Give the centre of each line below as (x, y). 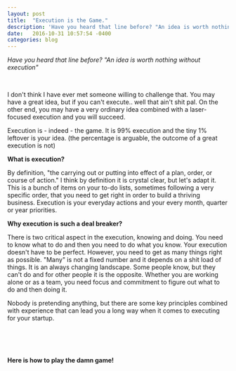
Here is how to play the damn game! (61, 360)
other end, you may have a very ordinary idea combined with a (98, 110)
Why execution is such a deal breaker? (65, 224)
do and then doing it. (37, 289)
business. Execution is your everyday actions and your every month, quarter (118, 203)
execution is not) (32, 145)
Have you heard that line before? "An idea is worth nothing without (104, 60)
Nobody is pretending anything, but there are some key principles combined (118, 304)
